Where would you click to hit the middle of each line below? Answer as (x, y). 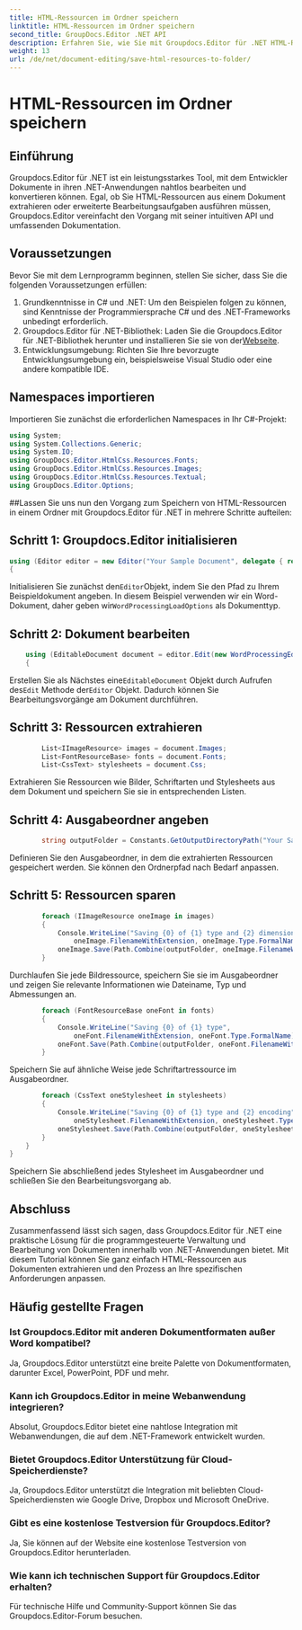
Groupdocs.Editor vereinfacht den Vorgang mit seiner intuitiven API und (142, 216)
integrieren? (37, 1407)
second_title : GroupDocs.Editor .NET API (88, 34)
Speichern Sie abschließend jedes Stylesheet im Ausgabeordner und (137, 1171)
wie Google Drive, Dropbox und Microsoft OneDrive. (173, 1500)
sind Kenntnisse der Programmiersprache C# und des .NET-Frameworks (156, 312)
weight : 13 (30, 51)
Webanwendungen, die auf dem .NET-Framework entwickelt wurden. (137, 1436)
